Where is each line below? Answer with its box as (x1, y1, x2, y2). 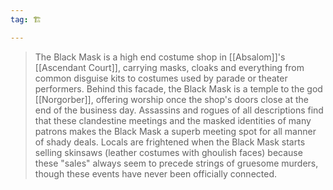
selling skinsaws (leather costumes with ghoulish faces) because (34, 146, 303, 158)
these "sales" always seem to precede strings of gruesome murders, (34, 157, 319, 169)
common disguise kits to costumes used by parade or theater (34, 72, 288, 84)
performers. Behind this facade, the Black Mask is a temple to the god (34, 82, 323, 95)
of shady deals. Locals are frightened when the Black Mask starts (34, 136, 306, 148)
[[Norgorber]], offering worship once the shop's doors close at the (34, 93, 309, 105)
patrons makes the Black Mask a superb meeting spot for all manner (34, 125, 317, 137)
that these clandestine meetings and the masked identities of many (34, 114, 312, 126)
